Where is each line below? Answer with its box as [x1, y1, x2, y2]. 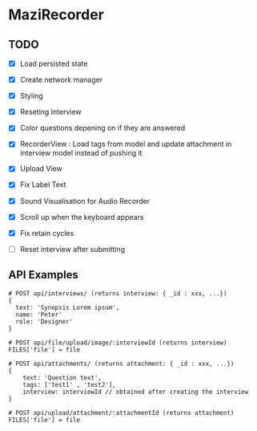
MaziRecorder [8, 6, 104, 24]
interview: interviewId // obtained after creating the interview [22, 388, 249, 396]
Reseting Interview [19, 107, 82, 117]
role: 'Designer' [15, 317, 74, 326]
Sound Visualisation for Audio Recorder [19, 196, 151, 205]
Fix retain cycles [19, 228, 74, 238]
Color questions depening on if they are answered [19, 123, 186, 133]
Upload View [19, 164, 62, 173]
